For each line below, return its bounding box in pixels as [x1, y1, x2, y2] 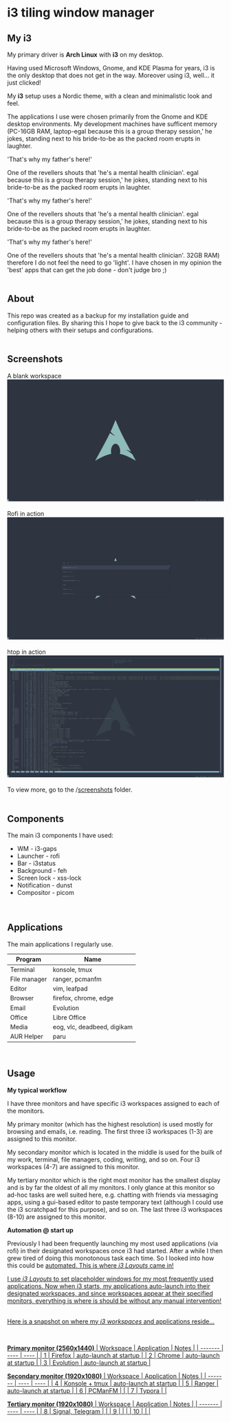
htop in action [7, 648, 46, 656]
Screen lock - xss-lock [16, 874, 82, 882]
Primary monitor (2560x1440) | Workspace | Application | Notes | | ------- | [7, 1343, 224, 1352]
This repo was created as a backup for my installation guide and [7, 311, 189, 320]
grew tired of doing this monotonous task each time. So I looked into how [7, 1254, 214, 1262]
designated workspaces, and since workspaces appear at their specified [7, 1289, 213, 1297]
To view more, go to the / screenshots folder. [7, 785, 133, 794]
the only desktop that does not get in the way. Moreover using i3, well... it [7, 71, 215, 79]
